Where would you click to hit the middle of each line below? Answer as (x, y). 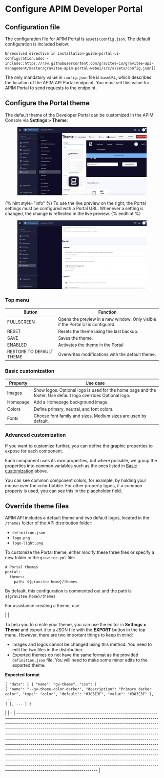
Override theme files (37, 506)
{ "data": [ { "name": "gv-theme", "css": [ (51, 684)
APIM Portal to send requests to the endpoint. (51, 88)
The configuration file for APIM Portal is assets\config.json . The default (78, 39)
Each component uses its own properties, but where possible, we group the (81, 460)
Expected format (22, 675)
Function (108, 312)
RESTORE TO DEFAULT (30, 352)
